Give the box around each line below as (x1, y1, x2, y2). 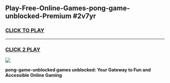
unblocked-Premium (5, 12, 72, 21)
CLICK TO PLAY (5, 27, 45, 34)
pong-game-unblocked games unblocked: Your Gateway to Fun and (5, 66, 151, 72)
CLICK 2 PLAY (5, 46, 40, 53)
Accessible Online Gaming (5, 72, 62, 78)
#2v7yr (72, 12, 96, 21)
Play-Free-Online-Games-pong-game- (5, 4, 131, 13)
